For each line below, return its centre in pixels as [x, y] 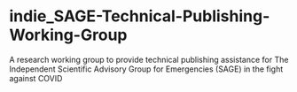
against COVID [36, 78]
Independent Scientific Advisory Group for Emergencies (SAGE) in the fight [146, 69]
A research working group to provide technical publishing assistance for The [149, 59]
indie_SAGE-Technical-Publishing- [140, 16]
